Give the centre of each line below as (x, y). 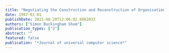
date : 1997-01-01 (23, 15)
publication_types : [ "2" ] (32, 29)
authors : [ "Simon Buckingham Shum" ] (44, 24)
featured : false (22, 38)
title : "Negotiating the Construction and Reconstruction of (71, 10)
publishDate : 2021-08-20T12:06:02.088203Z (50, 19)
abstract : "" (19, 33)
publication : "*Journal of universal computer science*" (66, 43)
